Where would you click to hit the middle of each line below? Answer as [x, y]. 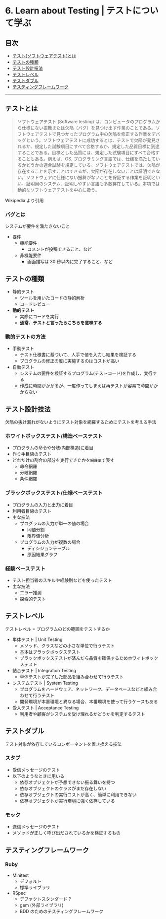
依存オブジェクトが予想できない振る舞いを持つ [67, 782]
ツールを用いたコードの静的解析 [52, 298]
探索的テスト [33, 599]
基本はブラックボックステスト [50, 652]
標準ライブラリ [35, 887]
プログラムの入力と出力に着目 [42, 504]
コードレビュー [35, 304]
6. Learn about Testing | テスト [69, 11]
